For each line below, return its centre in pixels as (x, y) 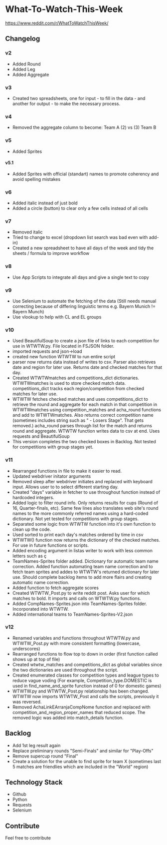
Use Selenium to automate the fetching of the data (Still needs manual (84, 301)
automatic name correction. (41, 582)
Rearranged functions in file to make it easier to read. (67, 471)
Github (19, 794)
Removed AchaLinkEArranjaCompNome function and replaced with (81, 707)
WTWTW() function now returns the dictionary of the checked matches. (86, 540)
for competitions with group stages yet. (53, 447)
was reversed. (27, 702)
